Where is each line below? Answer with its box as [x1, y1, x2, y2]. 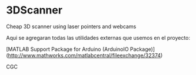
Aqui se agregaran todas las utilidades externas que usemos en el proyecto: [6, 34, 190, 41]
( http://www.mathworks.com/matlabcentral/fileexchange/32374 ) [6, 52, 163, 59]
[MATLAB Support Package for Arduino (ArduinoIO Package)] [6, 45, 155, 53]
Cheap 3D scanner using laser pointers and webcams [6, 23, 137, 30]
